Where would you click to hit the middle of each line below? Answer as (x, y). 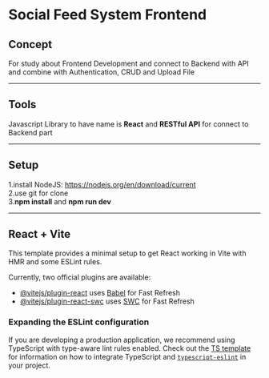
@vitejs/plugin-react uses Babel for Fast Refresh (100, 293)
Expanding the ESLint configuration (79, 322)
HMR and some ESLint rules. (55, 262)
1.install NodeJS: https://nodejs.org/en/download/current (102, 184)
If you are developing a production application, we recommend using (122, 340)
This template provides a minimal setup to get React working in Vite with (127, 253)
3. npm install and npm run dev (60, 201)
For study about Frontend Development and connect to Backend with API (129, 63)
